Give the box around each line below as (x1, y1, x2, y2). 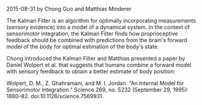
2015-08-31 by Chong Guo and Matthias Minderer (6, 5, 132, 12)
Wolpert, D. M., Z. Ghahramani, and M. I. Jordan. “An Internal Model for (6, 79, 184, 87)
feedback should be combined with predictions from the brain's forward (6, 37, 187, 43)
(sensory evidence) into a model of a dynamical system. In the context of (6, 24, 190, 31)
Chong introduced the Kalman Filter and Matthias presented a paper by (6, 55, 186, 62)
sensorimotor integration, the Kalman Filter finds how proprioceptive (6, 30, 178, 37)
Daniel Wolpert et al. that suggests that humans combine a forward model (6, 61, 192, 68)
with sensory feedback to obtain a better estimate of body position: (6, 68, 176, 75)
